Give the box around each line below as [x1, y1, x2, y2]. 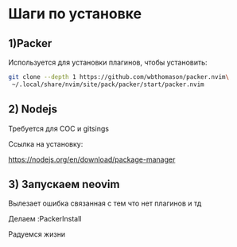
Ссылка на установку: [8, 139, 84, 148]
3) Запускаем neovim [8, 177, 120, 191]
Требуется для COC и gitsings [8, 123, 110, 133]
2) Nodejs [8, 103, 58, 116]
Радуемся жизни [8, 229, 66, 239]
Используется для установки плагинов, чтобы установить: [8, 57, 208, 67]
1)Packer [8, 37, 52, 50]
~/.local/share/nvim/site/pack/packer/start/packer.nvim [11, 80, 204, 88]
